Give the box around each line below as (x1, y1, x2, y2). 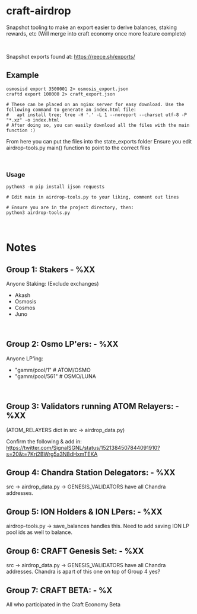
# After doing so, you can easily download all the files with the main (6, 122, 190, 128)
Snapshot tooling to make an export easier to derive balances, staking (6, 24, 177, 31)
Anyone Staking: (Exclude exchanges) (6, 280, 99, 287)
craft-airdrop (6, 4, 71, 18)
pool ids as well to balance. (6, 529, 73, 536)
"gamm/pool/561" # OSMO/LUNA (14, 372, 96, 380)
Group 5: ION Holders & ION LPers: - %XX (6, 507, 163, 517)
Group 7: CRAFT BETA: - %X (6, 585, 113, 595)
